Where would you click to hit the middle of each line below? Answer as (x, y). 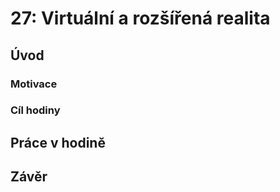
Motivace (34, 84)
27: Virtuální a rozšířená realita (140, 18)
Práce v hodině (58, 142)
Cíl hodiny (35, 110)
